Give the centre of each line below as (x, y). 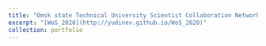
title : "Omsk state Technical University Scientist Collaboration (120, 15)
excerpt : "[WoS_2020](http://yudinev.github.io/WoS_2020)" (108, 23)
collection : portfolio (46, 30)
